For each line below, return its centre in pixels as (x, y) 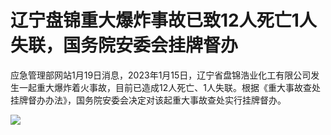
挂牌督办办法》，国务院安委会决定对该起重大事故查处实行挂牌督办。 (148, 100)
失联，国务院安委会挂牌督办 (124, 45)
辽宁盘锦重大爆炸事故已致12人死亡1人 (163, 20)
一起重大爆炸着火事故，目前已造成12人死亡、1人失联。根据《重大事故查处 (169, 87)
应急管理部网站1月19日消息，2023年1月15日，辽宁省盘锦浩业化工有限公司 (161, 75)
